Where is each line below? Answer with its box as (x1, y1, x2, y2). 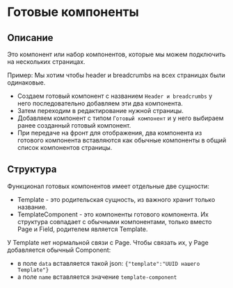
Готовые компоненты (7, 4, 139, 20)
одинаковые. (7, 78, 46, 87)
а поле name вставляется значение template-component (17, 272, 177, 281)
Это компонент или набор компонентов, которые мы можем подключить (7, 50, 226, 58)
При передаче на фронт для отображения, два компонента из (17, 129, 202, 137)
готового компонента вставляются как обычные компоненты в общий (17, 136, 227, 144)
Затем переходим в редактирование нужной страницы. (17, 107, 184, 115)
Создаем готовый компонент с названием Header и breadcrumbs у (17, 92, 213, 100)
